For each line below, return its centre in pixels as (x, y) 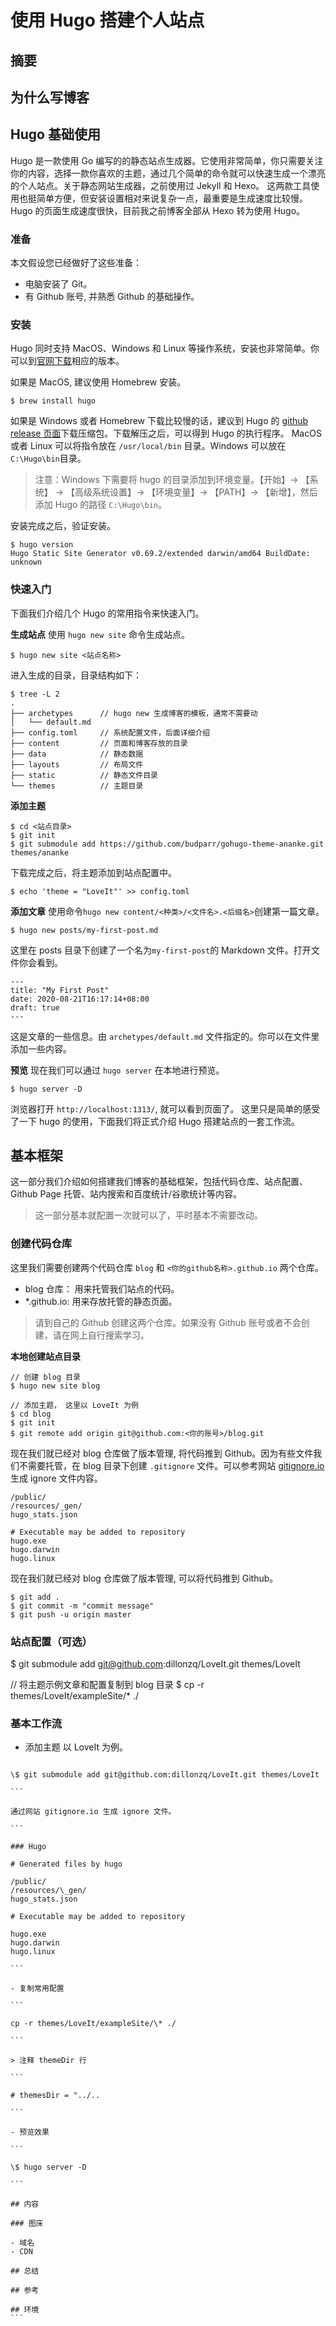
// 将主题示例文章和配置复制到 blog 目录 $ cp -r (107, 1685)
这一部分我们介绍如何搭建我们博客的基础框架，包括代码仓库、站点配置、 (159, 1182)
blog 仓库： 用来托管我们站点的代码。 (102, 1288)
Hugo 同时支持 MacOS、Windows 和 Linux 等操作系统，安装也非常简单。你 (165, 348)
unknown (26, 562)
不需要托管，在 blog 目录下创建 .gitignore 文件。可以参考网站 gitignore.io (171, 1465)
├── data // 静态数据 (77, 754)
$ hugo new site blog (55, 1386)
